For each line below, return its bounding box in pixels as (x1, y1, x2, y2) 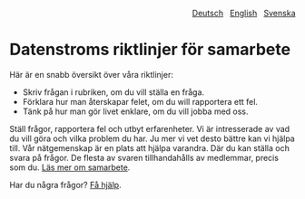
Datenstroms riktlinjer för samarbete (9, 40, 291, 60)
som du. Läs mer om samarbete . (9, 162, 131, 173)
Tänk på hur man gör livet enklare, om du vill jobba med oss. (22, 106, 249, 117)
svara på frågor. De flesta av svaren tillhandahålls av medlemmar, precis (9, 152, 280, 163)
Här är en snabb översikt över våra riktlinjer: (9, 69, 174, 80)
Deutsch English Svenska (192, 8, 296, 18)
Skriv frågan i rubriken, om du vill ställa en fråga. (22, 86, 205, 98)
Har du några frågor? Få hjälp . (9, 179, 122, 190)
